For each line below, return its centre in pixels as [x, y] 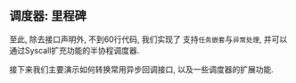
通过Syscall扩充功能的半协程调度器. [74, 50]
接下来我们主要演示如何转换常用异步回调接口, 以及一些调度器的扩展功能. [142, 69]
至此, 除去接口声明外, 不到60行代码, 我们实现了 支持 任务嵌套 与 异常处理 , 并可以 [148, 39]
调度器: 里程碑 [48, 16]
